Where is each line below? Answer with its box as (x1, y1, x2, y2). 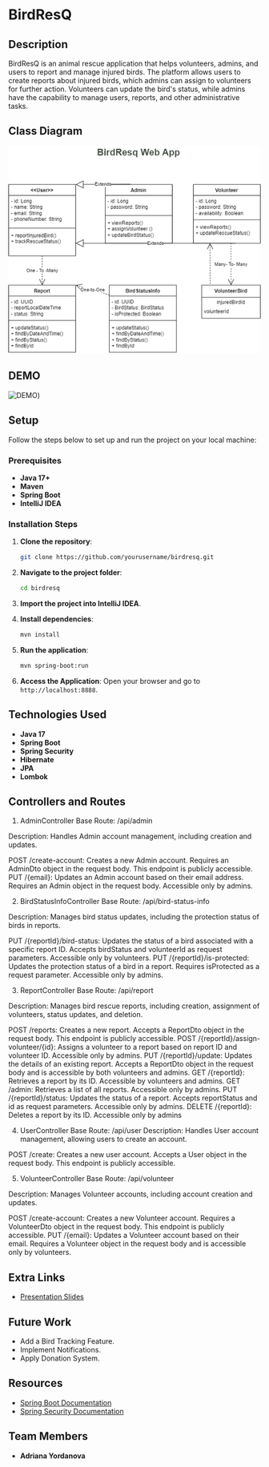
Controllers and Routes (8, 795, 126, 808)
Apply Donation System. (19, 1353, 100, 1363)
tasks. (8, 102, 29, 111)
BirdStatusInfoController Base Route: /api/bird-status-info (19, 897, 210, 906)
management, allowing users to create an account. (19, 1135, 187, 1144)
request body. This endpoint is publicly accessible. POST (8, 1034, 197, 1043)
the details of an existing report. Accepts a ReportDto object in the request (8, 1059, 254, 1069)
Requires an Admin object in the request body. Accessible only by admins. (8, 881, 254, 890)
